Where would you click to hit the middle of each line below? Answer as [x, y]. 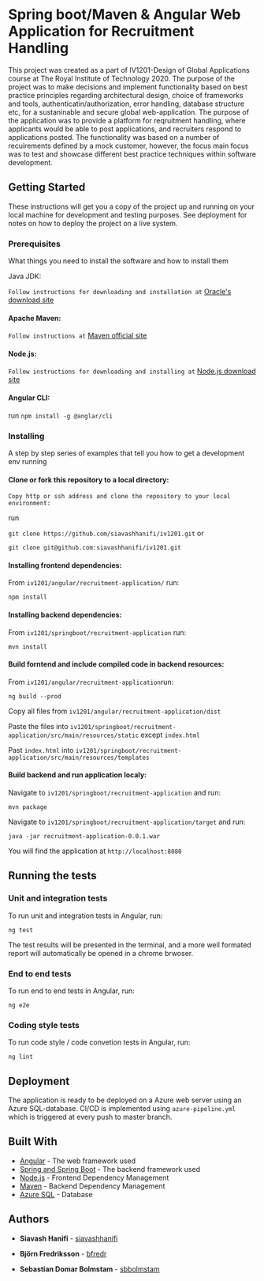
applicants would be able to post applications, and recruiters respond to [125, 129]
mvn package [28, 807]
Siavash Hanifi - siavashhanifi [69, 1238]
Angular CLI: [29, 398]
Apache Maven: [35, 318]
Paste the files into [38, 726]
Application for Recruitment [101, 31]
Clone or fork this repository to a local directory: [89, 479]
